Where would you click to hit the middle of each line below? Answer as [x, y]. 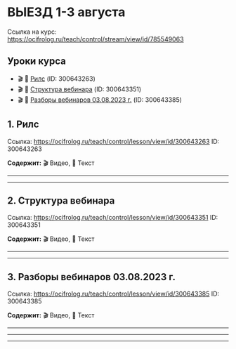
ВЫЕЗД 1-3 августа [66, 12]
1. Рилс [24, 125]
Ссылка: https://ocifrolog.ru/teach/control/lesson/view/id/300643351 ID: [113, 218]
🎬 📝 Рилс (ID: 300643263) [57, 79]
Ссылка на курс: [32, 32]
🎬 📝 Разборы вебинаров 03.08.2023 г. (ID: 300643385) [100, 100]
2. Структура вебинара [61, 200]
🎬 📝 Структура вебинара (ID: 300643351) [79, 89]
